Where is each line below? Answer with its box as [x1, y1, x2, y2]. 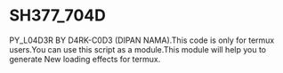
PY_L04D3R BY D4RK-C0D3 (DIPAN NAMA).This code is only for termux [9, 35, 275, 45]
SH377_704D [9, 5, 107, 26]
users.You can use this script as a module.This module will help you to [9, 44, 267, 54]
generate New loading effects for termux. [9, 53, 161, 64]
